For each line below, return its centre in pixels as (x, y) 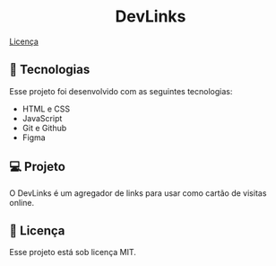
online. (22, 202)
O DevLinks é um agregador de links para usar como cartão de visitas (138, 193)
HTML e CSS (46, 109)
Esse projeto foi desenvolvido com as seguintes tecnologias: (121, 91)
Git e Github (44, 128)
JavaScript (42, 118)
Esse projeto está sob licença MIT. (73, 253)
